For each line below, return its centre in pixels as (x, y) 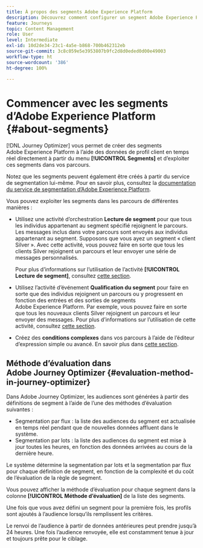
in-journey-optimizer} (48, 382)
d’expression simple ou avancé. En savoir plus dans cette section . (97, 344)
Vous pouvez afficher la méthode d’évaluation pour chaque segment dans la (101, 489)
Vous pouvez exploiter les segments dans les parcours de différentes (92, 201)
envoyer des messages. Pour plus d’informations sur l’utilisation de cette (105, 320)
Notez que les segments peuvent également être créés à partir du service (98, 176)
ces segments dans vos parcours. (48, 165)
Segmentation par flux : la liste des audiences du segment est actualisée (105, 421)
